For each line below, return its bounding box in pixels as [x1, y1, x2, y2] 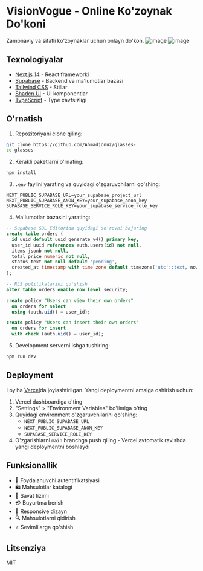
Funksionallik [6, 460, 57, 471]
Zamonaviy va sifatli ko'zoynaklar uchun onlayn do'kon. [6, 37, 144, 44]
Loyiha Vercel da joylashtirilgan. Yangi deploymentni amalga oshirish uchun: [6, 386, 194, 393]
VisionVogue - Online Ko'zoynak [6, 4, 172, 18]
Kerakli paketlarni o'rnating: [14, 158, 84, 166]
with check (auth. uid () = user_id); [11, 331, 104, 337]
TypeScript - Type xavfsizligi [14, 96, 87, 103]
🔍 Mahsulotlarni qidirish [14, 514, 76, 521]
